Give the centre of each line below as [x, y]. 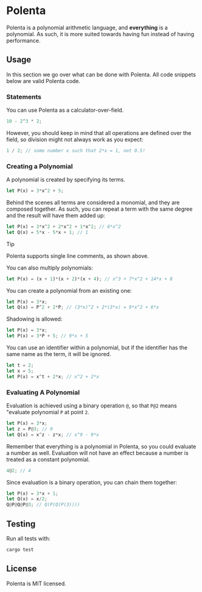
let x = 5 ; [20, 371]
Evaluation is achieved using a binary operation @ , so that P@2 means [92, 406]
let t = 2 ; [20, 365]
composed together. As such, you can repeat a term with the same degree [99, 209]
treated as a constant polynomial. [48, 459]
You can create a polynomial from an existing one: [69, 290]
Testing [21, 524]
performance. [23, 40]
